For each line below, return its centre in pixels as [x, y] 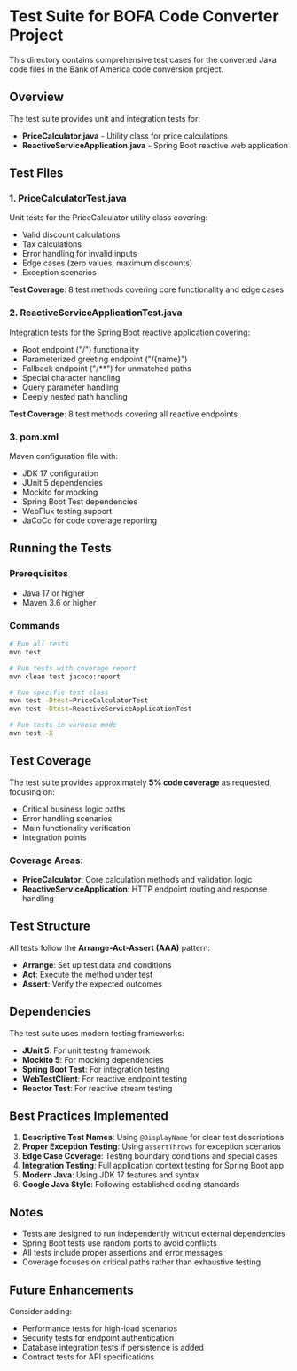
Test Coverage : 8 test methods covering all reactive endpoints [123, 414]
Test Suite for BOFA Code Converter [144, 16]
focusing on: [32, 791]
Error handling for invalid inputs [79, 254]
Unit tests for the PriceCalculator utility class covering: [109, 218]
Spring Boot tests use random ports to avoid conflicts [119, 1243]
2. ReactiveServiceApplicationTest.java [96, 313]
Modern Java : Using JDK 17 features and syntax [110, 1175]
